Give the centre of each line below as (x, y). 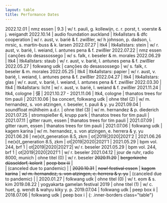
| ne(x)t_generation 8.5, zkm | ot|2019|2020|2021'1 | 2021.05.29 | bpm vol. (81, 141)
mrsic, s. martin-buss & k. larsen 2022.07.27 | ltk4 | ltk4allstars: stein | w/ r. (82, 45)
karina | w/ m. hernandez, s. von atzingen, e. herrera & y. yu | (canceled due (83, 173)
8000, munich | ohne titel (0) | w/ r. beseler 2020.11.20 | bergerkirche (76, 157)
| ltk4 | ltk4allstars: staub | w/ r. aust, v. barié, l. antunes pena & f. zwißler (80, 61)
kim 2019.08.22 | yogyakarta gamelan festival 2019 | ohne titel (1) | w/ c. (79, 184)
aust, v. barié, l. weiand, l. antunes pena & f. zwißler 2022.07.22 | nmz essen (83, 50)
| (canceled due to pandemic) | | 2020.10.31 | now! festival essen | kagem (80, 168)
